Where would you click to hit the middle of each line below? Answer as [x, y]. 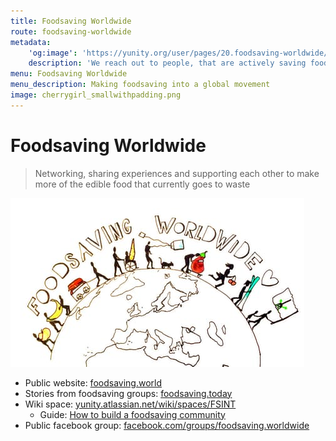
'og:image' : [53, 53]
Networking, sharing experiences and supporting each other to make [177, 173]
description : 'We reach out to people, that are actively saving [167, 63]
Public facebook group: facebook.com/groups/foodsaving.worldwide [167, 425]
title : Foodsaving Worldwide [71, 21]
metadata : [31, 42]
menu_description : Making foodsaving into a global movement [140, 85]
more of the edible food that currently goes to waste [142, 184]
